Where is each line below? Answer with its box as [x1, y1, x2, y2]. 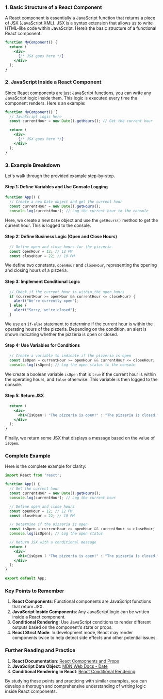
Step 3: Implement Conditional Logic [5, 279, 80, 284]
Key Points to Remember [5, 587, 65, 594]
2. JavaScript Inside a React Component [5, 79, 102, 85]
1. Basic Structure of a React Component [5, 4, 102, 11]
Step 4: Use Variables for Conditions [5, 342, 80, 348]
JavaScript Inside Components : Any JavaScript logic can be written [12, 609, 149, 615]
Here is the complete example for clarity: [5, 463, 86, 469]
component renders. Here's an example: [5, 100, 86, 106]
